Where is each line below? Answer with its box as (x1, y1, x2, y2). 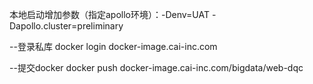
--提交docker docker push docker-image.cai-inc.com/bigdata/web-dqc (9, 62, 304, 73)
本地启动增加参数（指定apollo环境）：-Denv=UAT (9, 9, 211, 20)
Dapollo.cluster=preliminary (9, 20, 124, 32)
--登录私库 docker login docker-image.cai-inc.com (9, 41, 218, 52)
